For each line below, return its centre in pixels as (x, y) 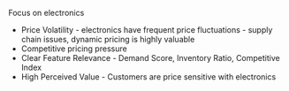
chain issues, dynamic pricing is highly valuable (108, 39)
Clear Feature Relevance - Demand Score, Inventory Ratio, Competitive (150, 58)
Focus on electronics (46, 13)
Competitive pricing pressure (74, 49)
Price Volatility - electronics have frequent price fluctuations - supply (147, 30)
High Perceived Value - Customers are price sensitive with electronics (148, 77)
